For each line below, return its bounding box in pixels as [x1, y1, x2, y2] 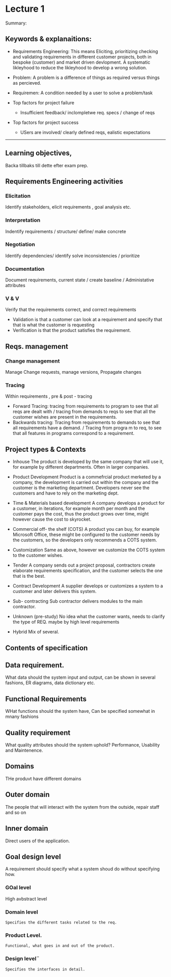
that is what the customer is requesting [12, 322, 95, 328]
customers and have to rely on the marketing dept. [12, 490, 119, 496]
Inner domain [5, 824, 48, 833]
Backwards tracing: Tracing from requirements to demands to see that [12, 419, 160, 426]
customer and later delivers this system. [12, 588, 97, 595]
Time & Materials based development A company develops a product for [12, 500, 165, 506]
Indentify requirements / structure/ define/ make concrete [5, 228, 126, 235]
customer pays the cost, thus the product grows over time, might [12, 511, 149, 517]
